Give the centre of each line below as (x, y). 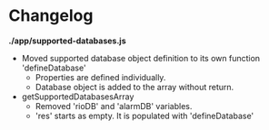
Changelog (51, 16)
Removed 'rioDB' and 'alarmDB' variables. (114, 106)
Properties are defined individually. (100, 77)
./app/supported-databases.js (67, 41)
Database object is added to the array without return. (134, 87)
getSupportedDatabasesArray (78, 97)
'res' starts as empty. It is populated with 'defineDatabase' (144, 116)
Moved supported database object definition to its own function (141, 58)
